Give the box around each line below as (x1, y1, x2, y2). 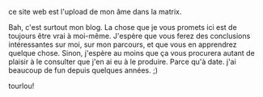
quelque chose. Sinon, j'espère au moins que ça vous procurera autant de (8, 48, 255, 57)
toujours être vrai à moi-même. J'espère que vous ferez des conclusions (8, 32, 251, 40)
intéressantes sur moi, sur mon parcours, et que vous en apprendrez (8, 40, 237, 49)
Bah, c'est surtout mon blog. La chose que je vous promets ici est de (8, 23, 237, 32)
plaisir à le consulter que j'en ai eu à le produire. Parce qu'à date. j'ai (8, 57, 236, 66)
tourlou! (8, 81, 35, 91)
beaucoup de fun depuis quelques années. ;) (8, 65, 158, 75)
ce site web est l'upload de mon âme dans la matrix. (8, 7, 182, 16)
